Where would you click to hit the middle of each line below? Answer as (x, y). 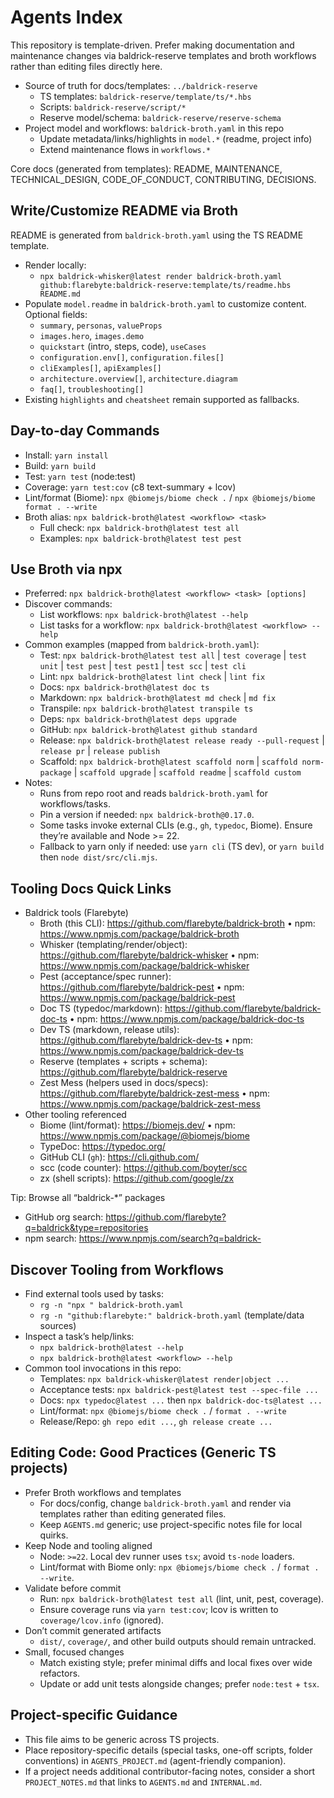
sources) (58, 1325)
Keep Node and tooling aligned (88, 1545)
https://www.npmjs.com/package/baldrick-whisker (144, 966)
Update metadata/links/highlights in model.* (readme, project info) (176, 138)
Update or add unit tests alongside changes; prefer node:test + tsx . (179, 1683)
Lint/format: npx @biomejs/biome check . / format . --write (163, 1410)
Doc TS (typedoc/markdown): (101, 1008)
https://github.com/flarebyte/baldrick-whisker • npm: (149, 955)
